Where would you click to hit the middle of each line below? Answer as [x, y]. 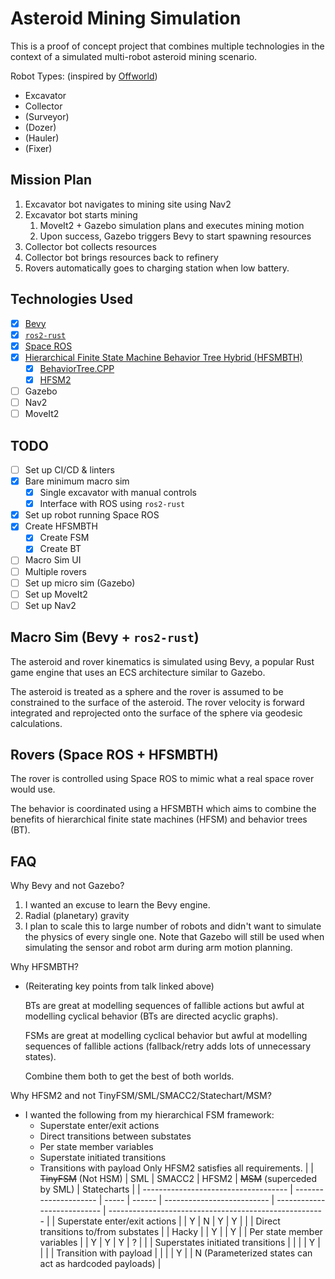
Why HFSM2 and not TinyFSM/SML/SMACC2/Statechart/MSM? [141, 1096]
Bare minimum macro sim [77, 481]
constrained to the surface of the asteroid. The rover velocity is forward [157, 702]
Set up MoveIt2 [56, 594]
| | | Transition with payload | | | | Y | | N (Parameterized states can [176, 1253]
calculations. [36, 723]
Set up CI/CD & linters [69, 469]
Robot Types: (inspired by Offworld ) [84, 76]
